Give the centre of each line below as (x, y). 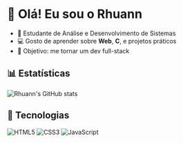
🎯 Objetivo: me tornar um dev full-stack (73, 50)
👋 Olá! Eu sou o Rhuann (75, 14)
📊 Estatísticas (39, 74)
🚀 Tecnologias (38, 116)
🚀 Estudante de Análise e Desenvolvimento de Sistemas (96, 33)
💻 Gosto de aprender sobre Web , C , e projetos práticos (97, 41)
